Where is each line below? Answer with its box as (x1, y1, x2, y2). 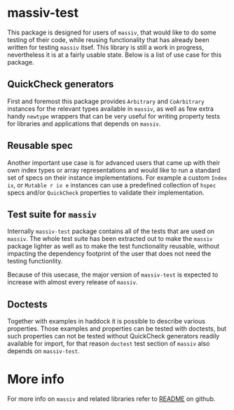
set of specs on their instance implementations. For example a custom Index (7, 173, 228, 182)
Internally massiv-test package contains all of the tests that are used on (7, 227, 215, 236)
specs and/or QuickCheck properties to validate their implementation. (7, 188, 205, 197)
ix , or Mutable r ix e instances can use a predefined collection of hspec (7, 180, 216, 189)
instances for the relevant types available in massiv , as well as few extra (7, 104, 214, 113)
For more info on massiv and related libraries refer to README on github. (7, 395, 216, 403)
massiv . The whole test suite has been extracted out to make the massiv (7, 234, 213, 243)
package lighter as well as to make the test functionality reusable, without (7, 242, 220, 251)
